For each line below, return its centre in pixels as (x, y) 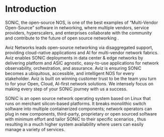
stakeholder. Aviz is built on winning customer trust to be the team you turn (81, 78)
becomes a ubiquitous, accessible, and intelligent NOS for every (70, 73)
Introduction (31, 9)
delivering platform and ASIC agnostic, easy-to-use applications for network (82, 63)
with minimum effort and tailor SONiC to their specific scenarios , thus (76, 119)
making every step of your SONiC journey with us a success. (66, 89)
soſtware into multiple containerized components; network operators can (79, 109)
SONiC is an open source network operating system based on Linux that (78, 98)
